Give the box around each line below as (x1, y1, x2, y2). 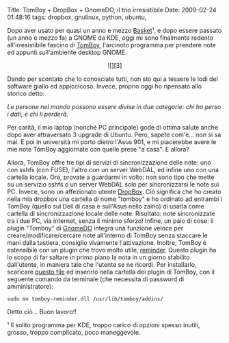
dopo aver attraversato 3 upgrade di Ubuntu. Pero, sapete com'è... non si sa (7, 130, 221, 139)
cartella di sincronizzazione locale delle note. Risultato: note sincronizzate (7, 209, 215, 217)
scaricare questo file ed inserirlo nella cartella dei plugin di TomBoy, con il (7, 268, 215, 276)
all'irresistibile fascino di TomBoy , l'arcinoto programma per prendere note (7, 41, 217, 49)
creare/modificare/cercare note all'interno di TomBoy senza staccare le (7, 231, 208, 239)
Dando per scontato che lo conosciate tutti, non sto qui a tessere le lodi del (7, 75, 219, 83)
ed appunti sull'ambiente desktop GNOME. (7, 48, 127, 56)
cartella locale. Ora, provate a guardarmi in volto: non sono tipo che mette (7, 173, 215, 181)
